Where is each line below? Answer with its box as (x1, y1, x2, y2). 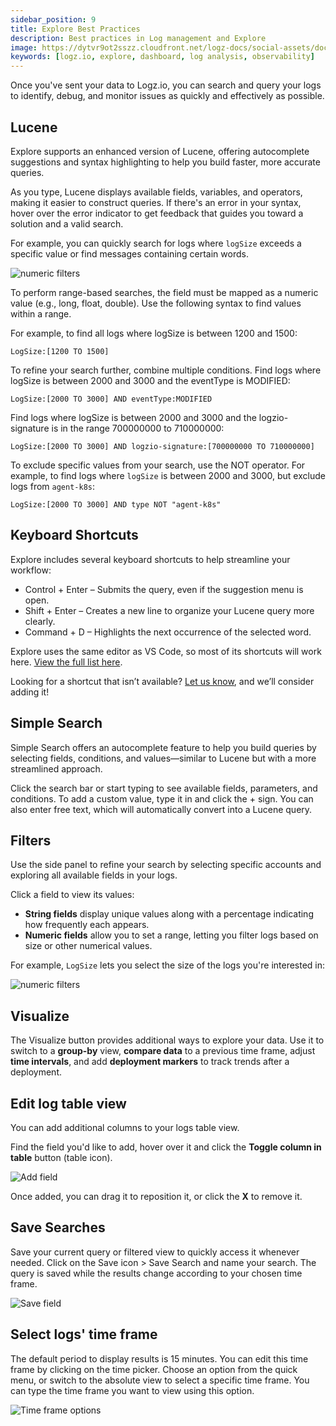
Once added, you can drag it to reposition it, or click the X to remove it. (10, 1191, 303, 1202)
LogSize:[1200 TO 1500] (10, 346, 110, 356)
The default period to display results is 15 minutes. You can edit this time (10, 1352, 309, 1365)
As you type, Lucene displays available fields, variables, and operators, (10, 186, 303, 198)
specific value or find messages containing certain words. (10, 247, 249, 260)
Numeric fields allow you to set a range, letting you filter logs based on (24, 929, 319, 941)
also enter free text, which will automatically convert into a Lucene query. (10, 803, 313, 815)
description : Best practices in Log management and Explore (10, 33, 267, 43)
